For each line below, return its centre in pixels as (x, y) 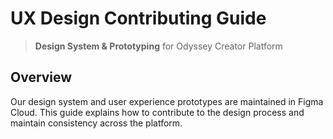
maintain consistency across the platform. (96, 123)
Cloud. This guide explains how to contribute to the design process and (157, 112)
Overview (41, 77)
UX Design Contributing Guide (138, 18)
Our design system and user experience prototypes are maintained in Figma (167, 101)
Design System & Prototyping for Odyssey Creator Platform (158, 46)
